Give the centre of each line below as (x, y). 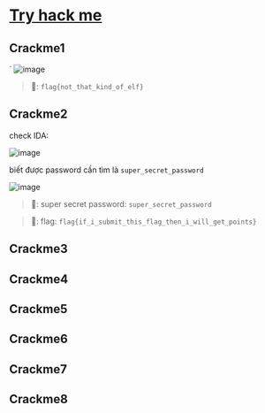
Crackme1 (37, 48)
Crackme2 (38, 115)
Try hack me (56, 15)
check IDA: (29, 135)
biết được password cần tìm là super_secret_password (107, 170)
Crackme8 (38, 399)
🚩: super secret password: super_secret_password (121, 203)
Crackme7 (38, 369)
